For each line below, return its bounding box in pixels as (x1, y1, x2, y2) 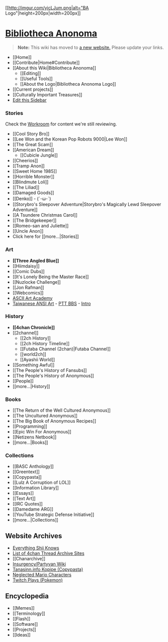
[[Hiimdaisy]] (12, 263, 40, 269)
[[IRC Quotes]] (12, 501, 43, 507)
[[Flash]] (12, 616, 31, 622)
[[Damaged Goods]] (12, 189, 54, 196)
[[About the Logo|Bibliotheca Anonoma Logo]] (20, 81, 116, 87)
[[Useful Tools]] (20, 76, 53, 82)
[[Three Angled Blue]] (12, 258, 59, 264)
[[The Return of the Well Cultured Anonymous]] (12, 407, 111, 413)
